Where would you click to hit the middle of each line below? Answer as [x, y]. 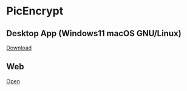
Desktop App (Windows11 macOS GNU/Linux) [94, 33]
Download [19, 48]
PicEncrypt [35, 11]
